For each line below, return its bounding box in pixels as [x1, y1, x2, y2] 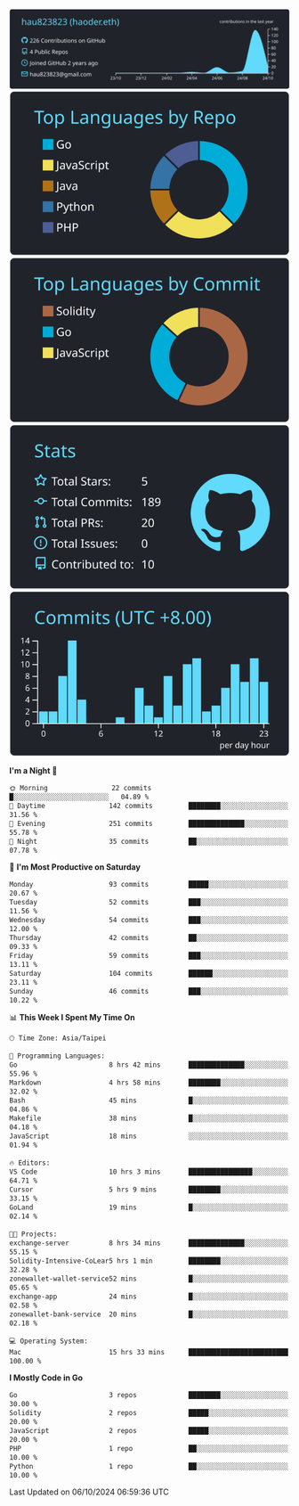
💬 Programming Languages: [9, 1052, 105, 1060]
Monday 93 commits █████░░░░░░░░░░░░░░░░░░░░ [9, 880, 289, 888]
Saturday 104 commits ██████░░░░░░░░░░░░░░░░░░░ [9, 969, 289, 978]
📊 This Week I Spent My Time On [9, 1011, 135, 1022]
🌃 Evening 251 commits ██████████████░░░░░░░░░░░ [9, 819, 289, 828]
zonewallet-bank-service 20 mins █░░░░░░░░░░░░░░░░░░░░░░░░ [9, 1310, 289, 1319]
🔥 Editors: [9, 1158, 51, 1167]
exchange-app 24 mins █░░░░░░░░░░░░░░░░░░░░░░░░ [9, 1292, 289, 1301]
